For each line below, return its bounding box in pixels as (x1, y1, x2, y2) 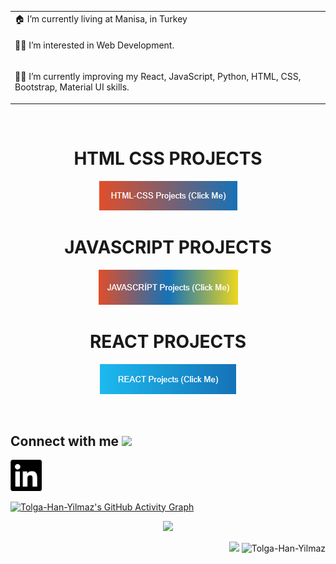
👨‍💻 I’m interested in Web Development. (14, 39, 175, 51)
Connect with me (10, 432, 120, 450)
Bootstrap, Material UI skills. (14, 81, 130, 93)
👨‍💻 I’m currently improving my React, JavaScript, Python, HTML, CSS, (14, 71, 302, 83)
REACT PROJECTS (89, 330, 247, 353)
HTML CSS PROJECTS (73, 147, 263, 170)
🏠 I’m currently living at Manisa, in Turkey (14, 12, 188, 25)
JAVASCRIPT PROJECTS (64, 236, 272, 258)
